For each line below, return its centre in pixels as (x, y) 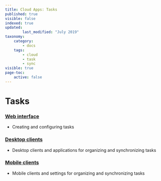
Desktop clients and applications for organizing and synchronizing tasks (84, 150)
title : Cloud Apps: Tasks (31, 9)
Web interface (22, 116)
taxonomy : (15, 37)
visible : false (20, 18)
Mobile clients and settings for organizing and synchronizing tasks (78, 173)
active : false (28, 77)
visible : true (19, 68)
